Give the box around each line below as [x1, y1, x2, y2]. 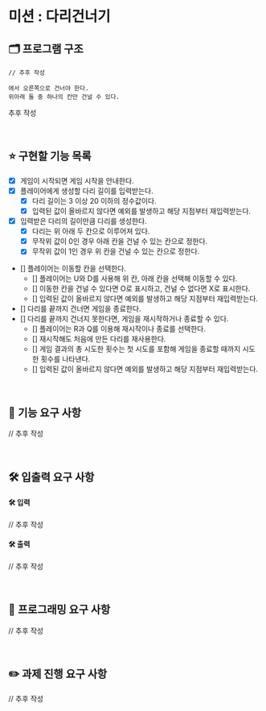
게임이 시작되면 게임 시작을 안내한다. [19, 176, 134, 185]
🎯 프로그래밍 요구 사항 [8, 603, 111, 617]
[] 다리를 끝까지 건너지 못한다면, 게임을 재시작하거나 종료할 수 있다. [19, 314, 229, 324]
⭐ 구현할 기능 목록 [8, 150, 92, 163]
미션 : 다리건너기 [8, 7, 111, 26]
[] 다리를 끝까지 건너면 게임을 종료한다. [19, 304, 141, 314]
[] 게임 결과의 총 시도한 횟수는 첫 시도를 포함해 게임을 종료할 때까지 [31, 344, 241, 354]
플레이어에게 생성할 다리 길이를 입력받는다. [19, 186, 154, 196]
